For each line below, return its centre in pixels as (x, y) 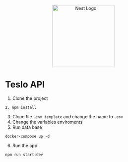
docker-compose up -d (28, 136)
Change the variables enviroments (47, 122)
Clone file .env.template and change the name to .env (67, 116)
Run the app (25, 145)
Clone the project (30, 98)
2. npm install (21, 107)
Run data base (27, 127)
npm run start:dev (24, 155)
